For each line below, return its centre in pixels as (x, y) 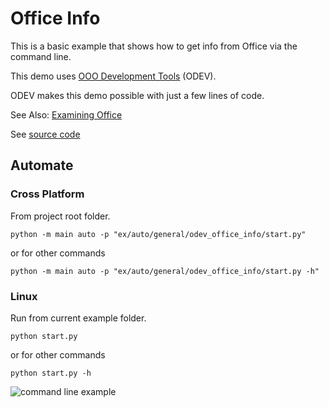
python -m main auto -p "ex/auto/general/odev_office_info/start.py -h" (165, 271)
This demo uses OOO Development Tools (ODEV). (113, 76)
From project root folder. (60, 216)
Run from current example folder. (78, 318)
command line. (41, 56)
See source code (45, 134)
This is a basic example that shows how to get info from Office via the (154, 46)
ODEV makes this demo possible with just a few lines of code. (137, 95)
